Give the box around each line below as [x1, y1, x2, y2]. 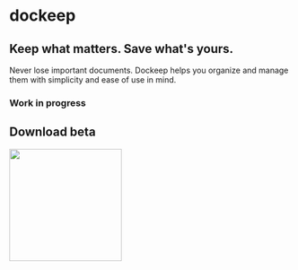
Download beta [9, 125, 96, 140]
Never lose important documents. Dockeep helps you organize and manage [9, 65, 289, 75]
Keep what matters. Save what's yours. [9, 41, 234, 57]
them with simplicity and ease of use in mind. [9, 74, 177, 85]
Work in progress [9, 96, 87, 109]
